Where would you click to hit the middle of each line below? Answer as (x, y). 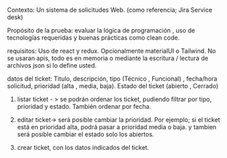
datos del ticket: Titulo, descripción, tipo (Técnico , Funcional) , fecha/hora (112, 79)
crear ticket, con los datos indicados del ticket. (83, 147)
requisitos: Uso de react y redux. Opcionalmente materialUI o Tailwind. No (111, 51)
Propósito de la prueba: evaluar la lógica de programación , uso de (101, 30)
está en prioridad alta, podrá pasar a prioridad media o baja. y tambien (117, 127)
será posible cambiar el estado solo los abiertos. (85, 134)
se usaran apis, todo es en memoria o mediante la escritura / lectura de (108, 58)
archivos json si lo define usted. (52, 65)
